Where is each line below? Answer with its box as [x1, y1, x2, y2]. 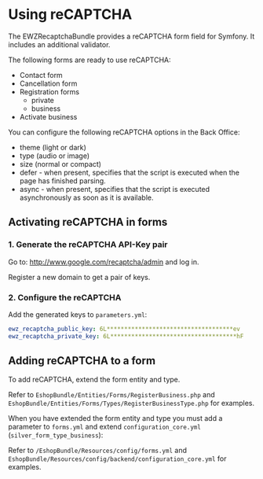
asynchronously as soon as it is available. [19, 193, 155, 202]
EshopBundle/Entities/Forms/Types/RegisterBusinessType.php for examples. [8, 399, 255, 408]
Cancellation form [19, 79, 78, 88]
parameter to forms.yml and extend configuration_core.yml [8, 422, 202, 432]
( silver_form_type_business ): [8, 430, 104, 440]
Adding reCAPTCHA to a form [8, 354, 155, 367]
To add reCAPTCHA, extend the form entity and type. [8, 375, 181, 385]
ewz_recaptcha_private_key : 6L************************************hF [8, 332, 244, 340]
